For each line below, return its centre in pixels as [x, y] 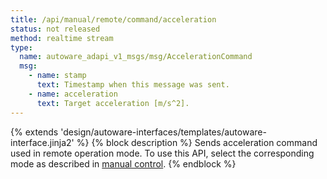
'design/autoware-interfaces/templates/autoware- [163, 132]
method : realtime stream [62, 38]
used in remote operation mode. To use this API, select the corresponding [162, 153]
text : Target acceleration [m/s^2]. [113, 103]
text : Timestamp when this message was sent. [133, 85]
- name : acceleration [73, 94]
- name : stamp [57, 76]
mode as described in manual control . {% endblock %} [123, 163]
